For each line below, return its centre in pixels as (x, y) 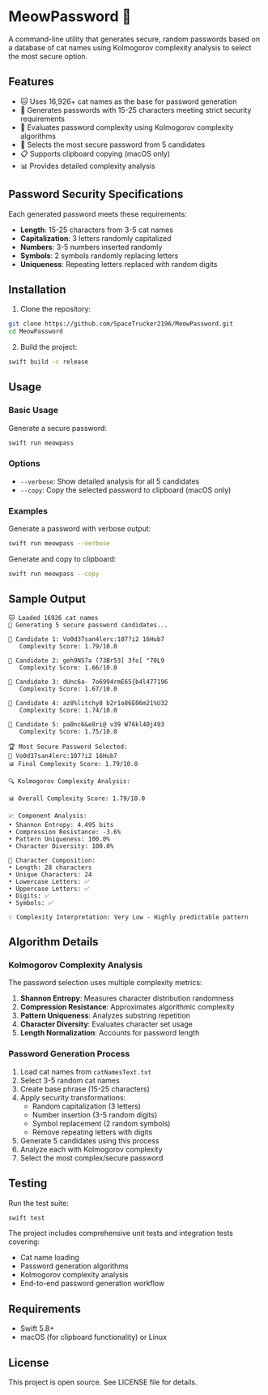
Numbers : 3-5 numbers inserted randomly (91, 247)
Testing (28, 1184)
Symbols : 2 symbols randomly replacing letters (99, 256)
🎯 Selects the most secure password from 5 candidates (113, 144)
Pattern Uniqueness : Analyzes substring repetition (105, 1016)
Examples (28, 510)
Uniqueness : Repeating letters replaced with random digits (119, 264)
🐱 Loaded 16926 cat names (53, 618)
